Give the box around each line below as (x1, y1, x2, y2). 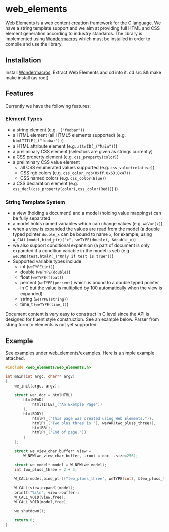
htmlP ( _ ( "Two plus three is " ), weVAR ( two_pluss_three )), (32, 420, 156, 426)
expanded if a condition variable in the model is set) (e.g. (12, 248, 131, 254)
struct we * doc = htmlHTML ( (14, 393, 73, 398)
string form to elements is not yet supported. (5, 322, 98, 328)
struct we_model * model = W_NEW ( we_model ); (14, 462, 107, 467)
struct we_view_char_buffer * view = (14, 449, 92, 454)
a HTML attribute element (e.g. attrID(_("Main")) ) (12, 142, 118, 149)
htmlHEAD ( (23, 397, 44, 402)
